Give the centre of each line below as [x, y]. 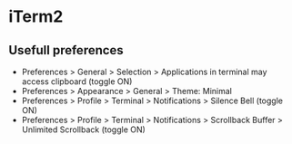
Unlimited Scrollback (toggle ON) [84, 130]
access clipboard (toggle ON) [77, 82]
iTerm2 [36, 17]
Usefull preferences [66, 50]
